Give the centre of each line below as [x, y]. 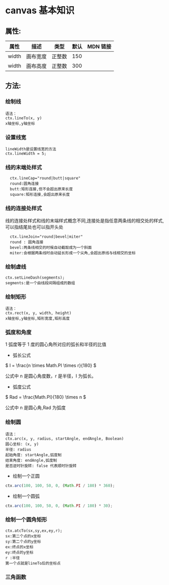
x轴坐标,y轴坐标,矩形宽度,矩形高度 [38, 319]
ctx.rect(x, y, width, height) [38, 313]
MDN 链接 [99, 47]
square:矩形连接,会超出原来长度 [40, 195]
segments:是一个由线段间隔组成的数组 [40, 283]
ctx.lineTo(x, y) [24, 118]
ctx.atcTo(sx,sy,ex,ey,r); [34, 531]
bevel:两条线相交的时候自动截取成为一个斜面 [51, 247]
